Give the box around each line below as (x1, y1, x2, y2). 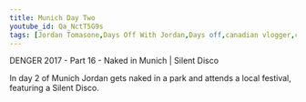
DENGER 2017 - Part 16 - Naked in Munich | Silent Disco (9, 56, 219, 66)
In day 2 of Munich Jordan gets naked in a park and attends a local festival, (9, 73, 291, 84)
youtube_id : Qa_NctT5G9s (9, 22, 104, 31)
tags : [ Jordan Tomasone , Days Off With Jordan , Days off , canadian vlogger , (9, 30, 296, 39)
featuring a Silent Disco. (9, 83, 100, 94)
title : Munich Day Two (9, 13, 96, 23)
